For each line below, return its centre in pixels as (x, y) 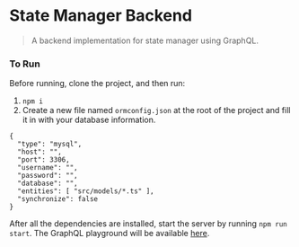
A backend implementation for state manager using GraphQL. (145, 40)
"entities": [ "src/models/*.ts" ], (86, 191)
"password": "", (48, 176)
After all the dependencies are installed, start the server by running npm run (148, 224)
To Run (25, 64)
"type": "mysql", (50, 145)
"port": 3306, (44, 160)
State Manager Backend (101, 16)
